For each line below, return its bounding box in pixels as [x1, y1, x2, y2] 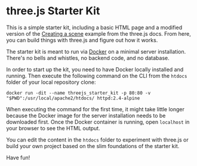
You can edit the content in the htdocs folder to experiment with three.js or [6, 136, 189, 143]
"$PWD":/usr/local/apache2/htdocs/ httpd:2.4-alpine [6, 95, 140, 101]
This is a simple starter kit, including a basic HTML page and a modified [6, 24, 183, 31]
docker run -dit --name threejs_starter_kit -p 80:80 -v [6, 90, 151, 96]
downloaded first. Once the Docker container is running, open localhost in [6, 118, 190, 126]
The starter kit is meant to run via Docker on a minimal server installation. [6, 48, 186, 55]
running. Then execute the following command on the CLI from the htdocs [6, 72, 187, 79]
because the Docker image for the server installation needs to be [6, 112, 166, 119]
